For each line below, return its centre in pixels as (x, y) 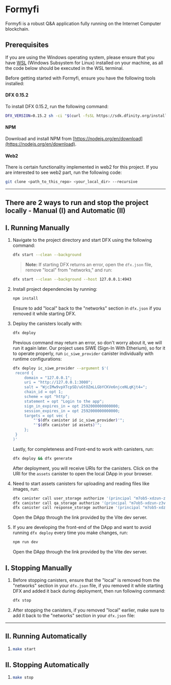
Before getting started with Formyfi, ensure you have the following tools (80, 78)
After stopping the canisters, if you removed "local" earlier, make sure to (88, 610)
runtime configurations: (37, 359)
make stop (23, 678)
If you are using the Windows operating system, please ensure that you (80, 57)
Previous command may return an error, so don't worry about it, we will (87, 342)
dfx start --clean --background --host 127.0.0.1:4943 (72, 280)
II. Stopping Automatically (47, 665)
